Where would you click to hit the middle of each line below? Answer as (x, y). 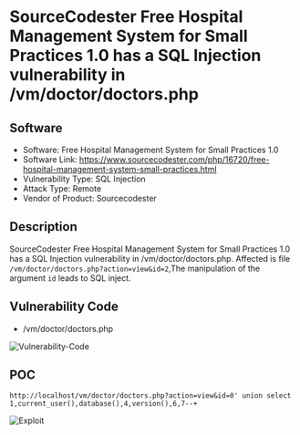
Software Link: (50, 160)
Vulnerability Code (64, 307)
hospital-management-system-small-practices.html (119, 169)
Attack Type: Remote (62, 188)
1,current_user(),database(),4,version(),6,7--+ (103, 404)
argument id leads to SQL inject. (70, 278)
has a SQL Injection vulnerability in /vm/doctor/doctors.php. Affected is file (150, 258)
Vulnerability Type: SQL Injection (84, 179)
